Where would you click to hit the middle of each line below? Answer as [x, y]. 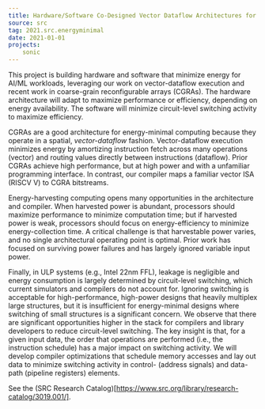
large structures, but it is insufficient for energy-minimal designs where [124, 306]
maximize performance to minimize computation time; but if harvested [123, 215]
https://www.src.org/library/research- [177, 388]
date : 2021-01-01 [37, 38]
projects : [25, 45]
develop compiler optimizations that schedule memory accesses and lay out [132, 356]
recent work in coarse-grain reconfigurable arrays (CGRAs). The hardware [129, 91]
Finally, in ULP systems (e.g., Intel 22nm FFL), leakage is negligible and [124, 272]
